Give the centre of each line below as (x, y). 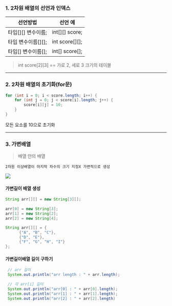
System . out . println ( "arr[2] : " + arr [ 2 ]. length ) (61, 298)
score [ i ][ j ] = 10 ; (43, 105)
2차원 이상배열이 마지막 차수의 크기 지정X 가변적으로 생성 (58, 167)
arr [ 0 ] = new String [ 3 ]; (32, 209)
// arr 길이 (19, 270)
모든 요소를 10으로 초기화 (30, 125)
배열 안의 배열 (31, 156)
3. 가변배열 (18, 144)
